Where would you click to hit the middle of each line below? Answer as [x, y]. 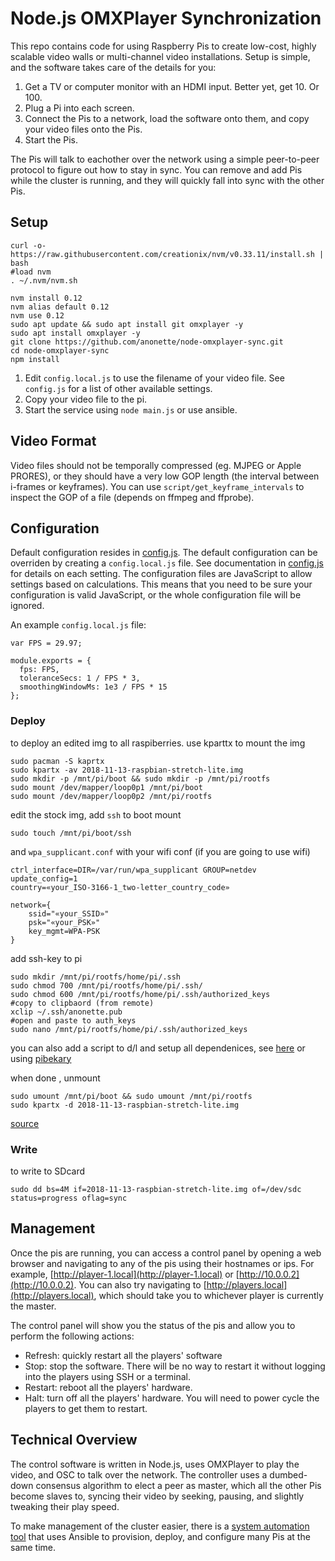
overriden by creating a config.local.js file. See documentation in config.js [167, 563]
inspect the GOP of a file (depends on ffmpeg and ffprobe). [132, 497]
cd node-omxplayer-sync [60, 350]
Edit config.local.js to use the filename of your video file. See [154, 378]
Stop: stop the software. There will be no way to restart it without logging [175, 1366]
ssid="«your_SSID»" [69, 913]
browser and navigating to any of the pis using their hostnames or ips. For [162, 1263]
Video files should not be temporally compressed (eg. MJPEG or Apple [156, 465]
